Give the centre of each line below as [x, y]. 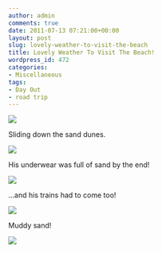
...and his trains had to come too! [62, 195]
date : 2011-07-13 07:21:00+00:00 [64, 30]
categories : [28, 68]
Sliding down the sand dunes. [57, 134]
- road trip [28, 97]
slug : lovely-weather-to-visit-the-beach [78, 45]
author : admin [32, 16]
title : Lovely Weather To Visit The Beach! [82, 53]
